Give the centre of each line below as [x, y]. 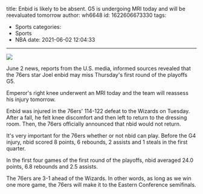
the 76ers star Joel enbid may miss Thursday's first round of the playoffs [97, 75]
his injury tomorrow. [31, 99]
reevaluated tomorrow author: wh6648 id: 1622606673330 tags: [86, 15]
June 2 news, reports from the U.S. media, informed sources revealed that [99, 68]
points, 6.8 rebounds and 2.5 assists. [52, 167]
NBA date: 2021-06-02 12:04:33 [55, 40]
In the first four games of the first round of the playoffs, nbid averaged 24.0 [100, 160]
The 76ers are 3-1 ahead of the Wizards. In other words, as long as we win [99, 178]
